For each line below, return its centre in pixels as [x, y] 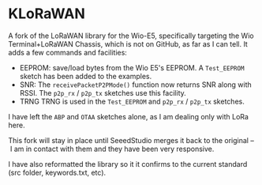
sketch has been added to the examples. [86, 76]
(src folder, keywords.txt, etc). [57, 172]
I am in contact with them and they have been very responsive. [112, 149]
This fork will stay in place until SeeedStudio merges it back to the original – [131, 140]
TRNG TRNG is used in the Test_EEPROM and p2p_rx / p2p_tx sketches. [132, 101]
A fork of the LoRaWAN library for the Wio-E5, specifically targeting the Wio [131, 36]
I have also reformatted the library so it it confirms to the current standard [128, 164]
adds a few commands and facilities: [68, 52]
